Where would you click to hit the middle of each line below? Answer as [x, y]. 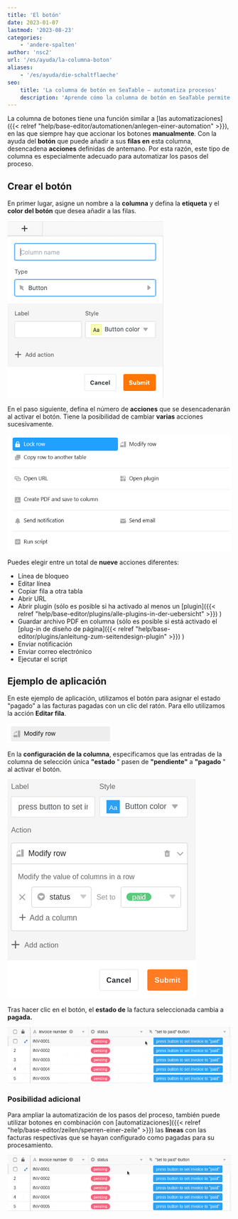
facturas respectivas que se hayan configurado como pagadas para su [111, 1137]
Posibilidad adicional [44, 1100]
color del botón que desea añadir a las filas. [72, 211]
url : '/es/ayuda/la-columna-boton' [60, 60]
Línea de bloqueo [43, 576]
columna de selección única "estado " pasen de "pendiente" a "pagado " [117, 762]
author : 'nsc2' [30, 53]
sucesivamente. [31, 424]
